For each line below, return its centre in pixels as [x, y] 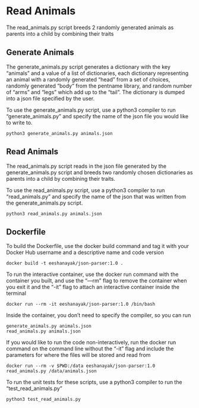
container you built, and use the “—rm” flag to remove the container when [97, 281]
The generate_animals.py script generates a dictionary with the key [89, 67]
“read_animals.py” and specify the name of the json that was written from [96, 196]
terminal [16, 293]
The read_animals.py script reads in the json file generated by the [86, 166]
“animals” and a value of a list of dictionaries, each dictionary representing [97, 73]
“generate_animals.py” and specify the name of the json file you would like [97, 116]
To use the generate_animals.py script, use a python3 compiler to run [91, 110]
